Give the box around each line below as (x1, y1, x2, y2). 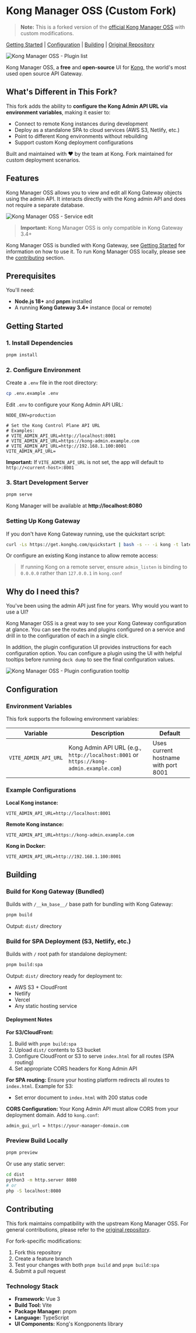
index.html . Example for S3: (6, 1083, 73, 1090)
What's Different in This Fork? (6, 87, 118, 97)
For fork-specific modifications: (6, 1237, 82, 1245)
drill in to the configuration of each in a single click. (6, 632, 129, 639)
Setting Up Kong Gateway (6, 517, 80, 525)
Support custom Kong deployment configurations (14, 139, 134, 146)
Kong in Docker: (6, 843, 46, 850)
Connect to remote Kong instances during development (14, 120, 148, 127)
